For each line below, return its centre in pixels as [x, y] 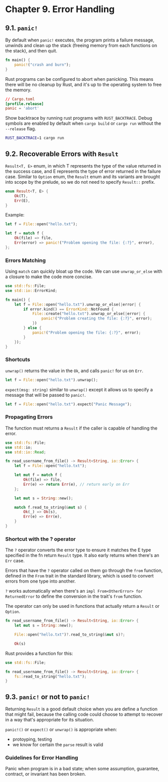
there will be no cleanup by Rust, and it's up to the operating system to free [83, 84]
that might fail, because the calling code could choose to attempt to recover [84, 714]
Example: [15, 215]
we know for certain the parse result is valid [58, 745]
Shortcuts [18, 359]
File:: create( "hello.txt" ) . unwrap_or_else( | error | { [89, 314]
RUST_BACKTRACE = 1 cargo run [35, 138]
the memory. [18, 90]
